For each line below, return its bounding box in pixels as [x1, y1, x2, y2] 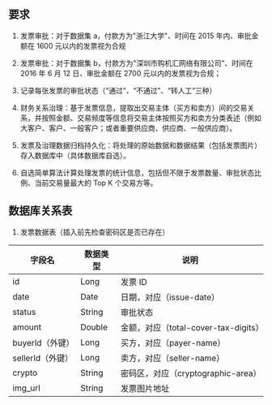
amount [12, 321, 42, 333]
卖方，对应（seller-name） [120, 352, 225, 364]
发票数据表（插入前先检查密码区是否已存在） [19, 226, 170, 237]
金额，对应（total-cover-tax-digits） [120, 321, 264, 333]
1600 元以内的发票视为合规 [36, 41, 126, 50]
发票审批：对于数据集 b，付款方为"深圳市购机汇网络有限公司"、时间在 [19, 58, 253, 67]
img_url [12, 382, 40, 394]
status [12, 306, 36, 317]
